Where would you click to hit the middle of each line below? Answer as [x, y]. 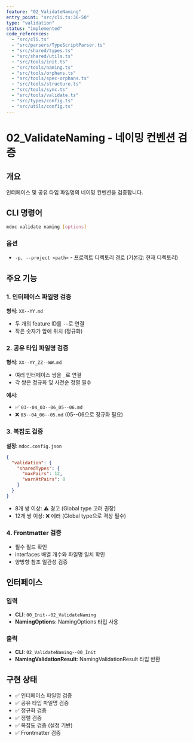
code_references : [28, 34]
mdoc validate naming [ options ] [46, 227]
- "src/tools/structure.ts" [47, 84]
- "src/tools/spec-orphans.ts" [50, 78]
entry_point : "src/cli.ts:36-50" [48, 17]
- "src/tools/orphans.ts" [44, 73]
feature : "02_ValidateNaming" [44, 12]
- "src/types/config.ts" [42, 101]
